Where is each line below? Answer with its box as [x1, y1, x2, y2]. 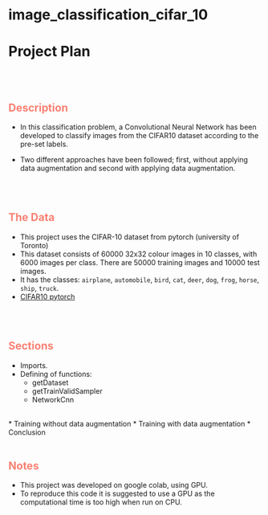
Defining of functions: [19, 369, 92, 378]
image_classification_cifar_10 [8, 6, 209, 24]
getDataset [31, 378, 69, 387]
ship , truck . [19, 283, 59, 292]
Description [8, 100, 68, 114]
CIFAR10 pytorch [19, 292, 75, 301]
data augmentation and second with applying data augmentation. [19, 163, 236, 173]
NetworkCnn [31, 394, 75, 404]
